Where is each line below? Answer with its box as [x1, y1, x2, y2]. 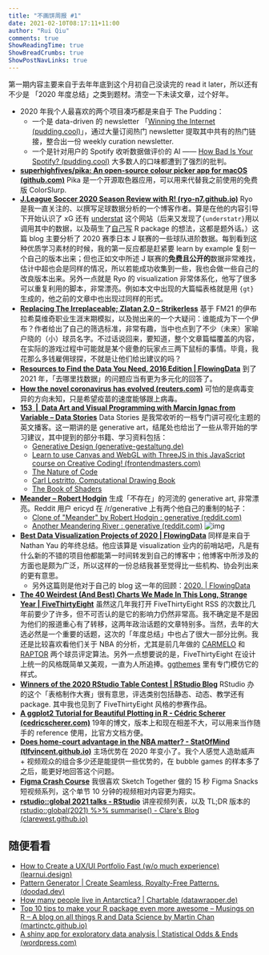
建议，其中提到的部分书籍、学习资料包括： [26, 432, 168, 441]
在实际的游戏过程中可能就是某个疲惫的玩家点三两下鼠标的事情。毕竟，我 [19, 344, 259, 353]
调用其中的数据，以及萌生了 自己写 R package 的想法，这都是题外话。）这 [19, 224, 259, 233]
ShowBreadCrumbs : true [8, 49, 84, 57]
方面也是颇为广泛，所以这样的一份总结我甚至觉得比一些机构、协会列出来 [19, 560, 259, 570]
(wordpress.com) [19, 937, 78, 947]
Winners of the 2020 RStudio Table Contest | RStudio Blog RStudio [19, 679, 246, 689]
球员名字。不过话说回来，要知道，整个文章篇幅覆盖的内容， [62, 333, 259, 343]
